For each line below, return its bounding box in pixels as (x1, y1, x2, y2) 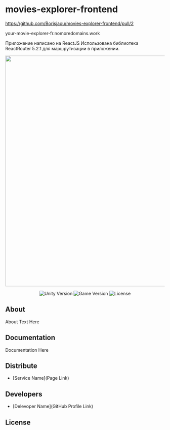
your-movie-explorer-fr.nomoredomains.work (5, 30, 100, 36)
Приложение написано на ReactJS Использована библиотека (5, 40, 139, 46)
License (5, 418, 31, 426)
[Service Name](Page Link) (12, 375, 69, 381)
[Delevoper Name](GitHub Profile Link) (12, 403, 94, 410)
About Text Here (5, 319, 39, 325)
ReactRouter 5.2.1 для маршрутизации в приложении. (5, 45, 120, 51)
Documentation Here (5, 347, 49, 353)
